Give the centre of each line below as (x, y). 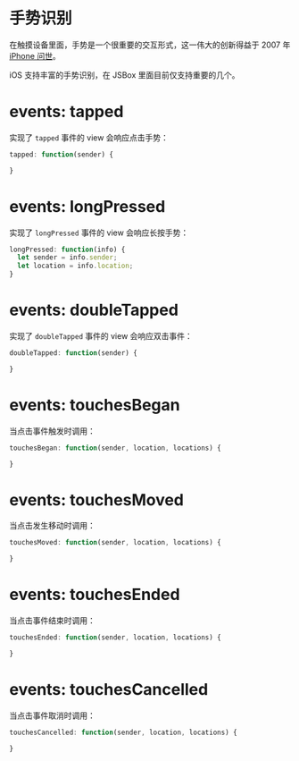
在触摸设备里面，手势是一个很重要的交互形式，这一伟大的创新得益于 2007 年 (150, 45)
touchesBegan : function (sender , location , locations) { (115, 448)
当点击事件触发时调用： (52, 431)
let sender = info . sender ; (67, 258)
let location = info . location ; (75, 266)
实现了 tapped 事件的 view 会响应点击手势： (89, 137)
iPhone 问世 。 (35, 55)
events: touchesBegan (95, 405)
